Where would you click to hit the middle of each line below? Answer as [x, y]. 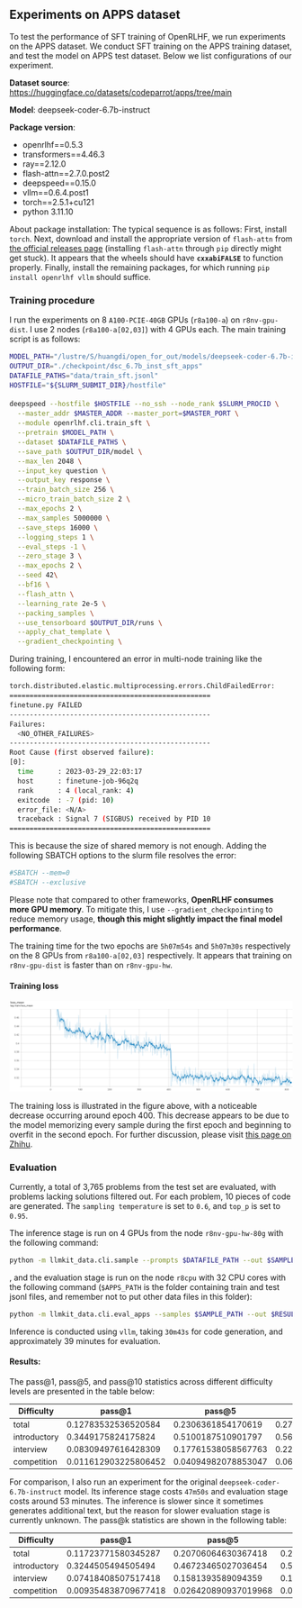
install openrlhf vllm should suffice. [80, 277]
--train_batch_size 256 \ [66, 490]
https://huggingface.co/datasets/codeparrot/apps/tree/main [120, 92]
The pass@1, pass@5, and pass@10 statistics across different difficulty [141, 1381]
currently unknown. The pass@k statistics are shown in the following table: [148, 1520]
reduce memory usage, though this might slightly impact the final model [146, 919]
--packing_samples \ [56, 613]
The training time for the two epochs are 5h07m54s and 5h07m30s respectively [150, 946]
